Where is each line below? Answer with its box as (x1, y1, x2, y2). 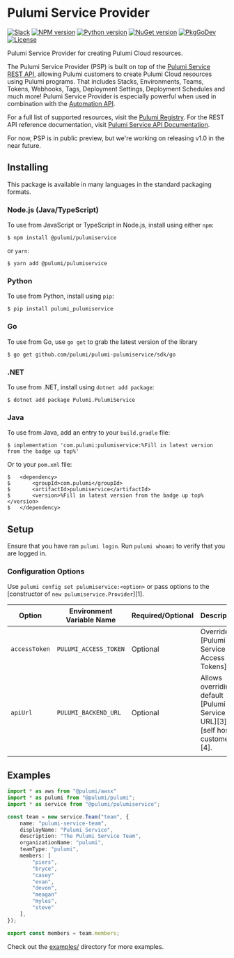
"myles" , (32, 898, 58, 905)
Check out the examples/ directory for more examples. (7, 942, 164, 950)
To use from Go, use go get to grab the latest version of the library (7, 337, 198, 346)
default (200, 691, 224, 701)
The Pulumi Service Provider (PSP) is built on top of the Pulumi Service (7, 62, 211, 70)
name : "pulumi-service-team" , (19, 820, 108, 827)
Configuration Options (7, 567, 85, 576)
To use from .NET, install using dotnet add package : (7, 382, 155, 391)
